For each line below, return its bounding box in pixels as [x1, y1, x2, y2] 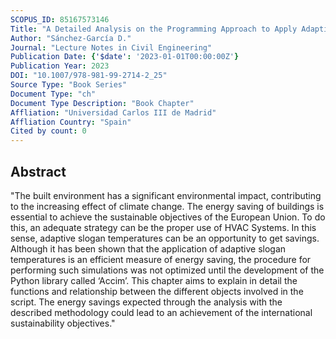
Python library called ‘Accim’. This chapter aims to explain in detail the [10, 274, 298, 286]
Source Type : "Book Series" [10, 80, 128, 90]
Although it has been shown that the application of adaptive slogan [10, 242, 287, 255]
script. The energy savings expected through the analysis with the [10, 296, 283, 308]
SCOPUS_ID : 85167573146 [10, 14, 110, 25]
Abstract [10, 163, 67, 180]
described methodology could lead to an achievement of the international [10, 306, 313, 318]
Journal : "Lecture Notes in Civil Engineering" [10, 42, 213, 53]
